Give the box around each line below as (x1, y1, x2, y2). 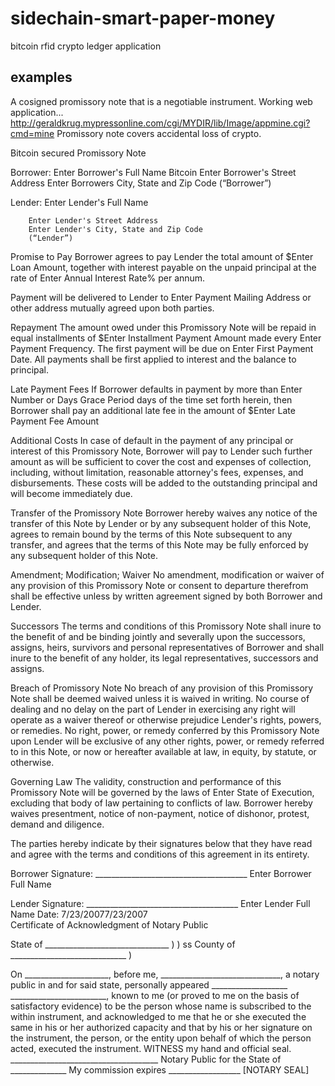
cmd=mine (10, 127, 55, 139)
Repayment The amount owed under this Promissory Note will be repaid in (10, 321, 317, 333)
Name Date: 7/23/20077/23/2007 (10, 908, 148, 920)
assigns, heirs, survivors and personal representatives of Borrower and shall (10, 641, 325, 653)
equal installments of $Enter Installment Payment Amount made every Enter (10, 332, 322, 344)
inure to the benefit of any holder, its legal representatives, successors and (10, 652, 319, 664)
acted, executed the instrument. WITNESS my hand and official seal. (10, 1042, 292, 1054)
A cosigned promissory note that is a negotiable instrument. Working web (10, 95, 313, 107)
